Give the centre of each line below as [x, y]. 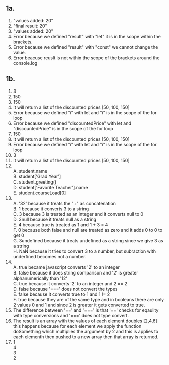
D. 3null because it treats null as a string [55, 219]
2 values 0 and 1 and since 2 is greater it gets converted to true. [79, 305]
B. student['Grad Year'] [37, 176]
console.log [25, 63]
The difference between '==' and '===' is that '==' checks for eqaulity [86, 310]
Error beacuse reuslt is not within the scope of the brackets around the [86, 58]
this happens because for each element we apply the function [77, 326]
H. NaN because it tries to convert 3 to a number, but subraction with [84, 251]
